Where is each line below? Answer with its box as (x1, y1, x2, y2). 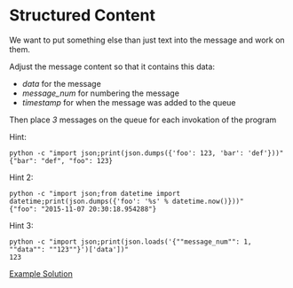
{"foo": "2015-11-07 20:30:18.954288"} (9, 205, 157, 214)
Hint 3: (9, 220, 34, 230)
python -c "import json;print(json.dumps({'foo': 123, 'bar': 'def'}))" (9, 148, 284, 158)
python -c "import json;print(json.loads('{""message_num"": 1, (9, 237, 252, 246)
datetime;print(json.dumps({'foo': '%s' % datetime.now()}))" (9, 197, 244, 206)
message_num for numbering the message (21, 88, 180, 98)
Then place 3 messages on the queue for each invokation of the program (9, 114, 277, 125)
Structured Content (9, 5, 155, 26)
